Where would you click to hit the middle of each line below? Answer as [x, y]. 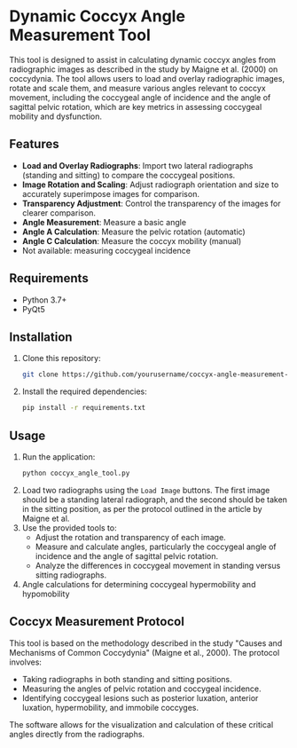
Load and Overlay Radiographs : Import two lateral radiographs [137, 165]
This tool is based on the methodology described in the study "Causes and [146, 643]
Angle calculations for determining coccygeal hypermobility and [139, 584]
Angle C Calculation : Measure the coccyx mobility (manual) [132, 240]
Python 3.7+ [44, 300]
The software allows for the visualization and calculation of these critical [141, 724]
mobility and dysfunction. [56, 116]
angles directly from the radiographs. [77, 734]
